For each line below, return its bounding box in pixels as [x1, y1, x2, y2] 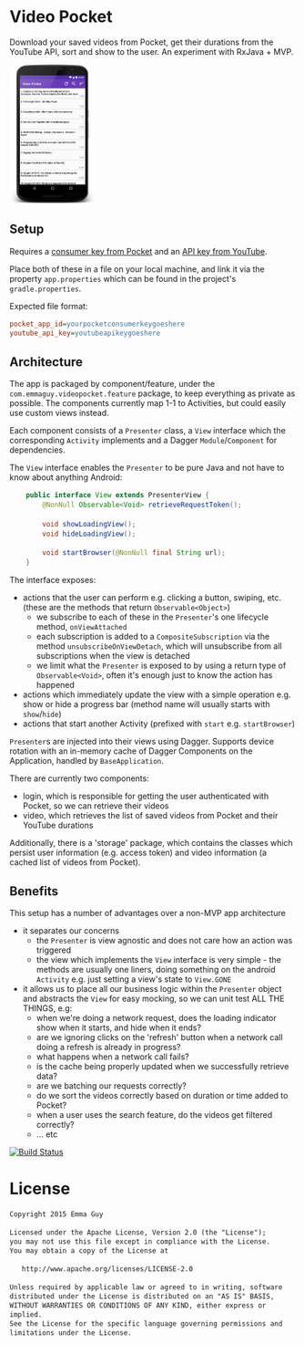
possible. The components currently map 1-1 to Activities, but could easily [9, 398, 287, 409]
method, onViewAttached [35, 621, 127, 632]
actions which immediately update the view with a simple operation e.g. [22, 689, 291, 700]
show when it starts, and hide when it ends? [35, 1022, 202, 1033]
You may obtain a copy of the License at [9, 1246, 169, 1256]
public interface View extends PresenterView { [25, 491, 209, 500]
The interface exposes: [9, 575, 96, 586]
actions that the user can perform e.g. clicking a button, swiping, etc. [22, 592, 282, 603]
